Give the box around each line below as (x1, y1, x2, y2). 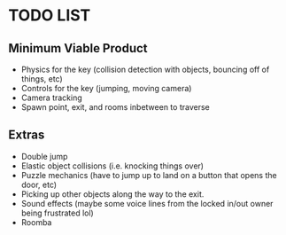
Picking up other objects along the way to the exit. (20, 188, 205, 200)
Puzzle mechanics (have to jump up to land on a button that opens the (20, 169, 277, 180)
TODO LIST (8, 5, 91, 26)
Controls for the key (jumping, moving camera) (20, 83, 192, 93)
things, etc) (20, 74, 63, 84)
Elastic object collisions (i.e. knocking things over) (20, 161, 205, 171)
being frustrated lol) (20, 208, 94, 218)
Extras (8, 128, 45, 143)
